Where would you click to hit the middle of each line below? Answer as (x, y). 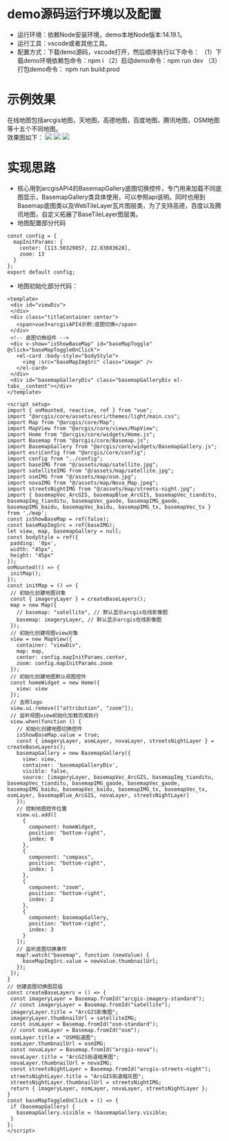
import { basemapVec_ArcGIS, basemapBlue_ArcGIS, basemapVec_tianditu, (112, 495)
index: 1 (41, 869)
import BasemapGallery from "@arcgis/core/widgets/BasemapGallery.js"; (112, 446)
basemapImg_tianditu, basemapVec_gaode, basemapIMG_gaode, (94, 501)
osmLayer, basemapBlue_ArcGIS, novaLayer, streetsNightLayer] (98, 795)
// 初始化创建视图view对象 (44, 633)
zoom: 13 (32, 254)
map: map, (30, 651)
